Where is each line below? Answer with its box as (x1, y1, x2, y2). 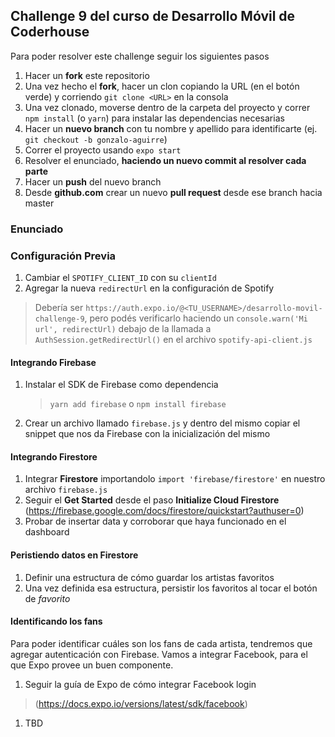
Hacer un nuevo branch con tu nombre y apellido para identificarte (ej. (24, 122, 318, 134)
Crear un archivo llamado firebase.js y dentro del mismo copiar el (24, 417, 301, 429)
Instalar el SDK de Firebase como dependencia (24, 379, 219, 391)
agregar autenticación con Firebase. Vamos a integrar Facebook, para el (10, 648, 308, 660)
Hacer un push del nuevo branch (24, 175, 162, 188)
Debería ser (34, 302, 84, 314)
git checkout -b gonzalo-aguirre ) (24, 133, 168, 145)
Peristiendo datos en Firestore (10, 549, 139, 561)
